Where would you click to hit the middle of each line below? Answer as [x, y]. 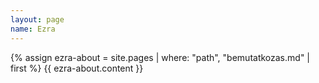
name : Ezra [33, 29]
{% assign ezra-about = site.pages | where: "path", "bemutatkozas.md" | [160, 57]
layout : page [37, 19]
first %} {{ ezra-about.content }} [77, 68]
